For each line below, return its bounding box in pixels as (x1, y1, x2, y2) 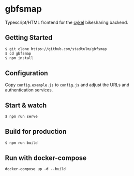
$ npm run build (5, 140, 38, 145)
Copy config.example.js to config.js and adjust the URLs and (5, 82, 130, 88)
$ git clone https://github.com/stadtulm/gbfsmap (5, 46, 107, 52)
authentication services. (5, 87, 53, 93)
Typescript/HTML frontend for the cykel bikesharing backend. (5, 19, 128, 25)
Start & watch (5, 101, 47, 109)
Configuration (5, 69, 48, 77)
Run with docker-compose (5, 154, 87, 162)
